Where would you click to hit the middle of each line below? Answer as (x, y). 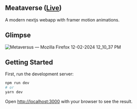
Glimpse (18, 35)
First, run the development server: (39, 74)
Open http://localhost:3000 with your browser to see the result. (69, 102)
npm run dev (17, 83)
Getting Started (29, 62)
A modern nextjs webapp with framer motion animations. (62, 20)
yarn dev (14, 92)
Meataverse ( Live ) (34, 8)
